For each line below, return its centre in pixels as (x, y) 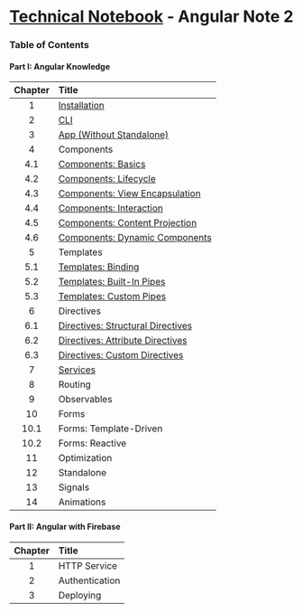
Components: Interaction (111, 208)
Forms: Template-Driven (110, 429)
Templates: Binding (99, 267)
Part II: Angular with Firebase (65, 526)
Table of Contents (50, 45)
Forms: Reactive (92, 443)
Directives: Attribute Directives (123, 341)
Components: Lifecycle (107, 179)
